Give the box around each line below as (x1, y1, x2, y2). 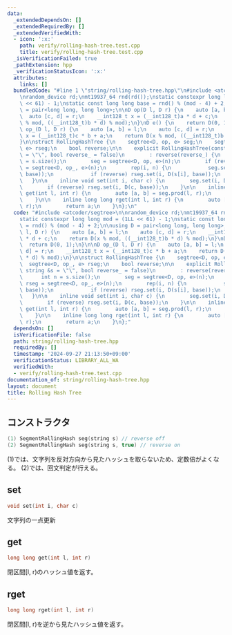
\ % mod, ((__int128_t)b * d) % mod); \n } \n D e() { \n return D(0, (19, 119, 221, 126)
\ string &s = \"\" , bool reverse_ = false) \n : (19, 267, 184, 274)
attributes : (13, 74, 48, 82)
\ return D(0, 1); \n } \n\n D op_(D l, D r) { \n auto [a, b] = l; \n (19, 241, 224, 249)
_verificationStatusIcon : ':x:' (13, 68, 107, 75)
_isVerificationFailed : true (13, 55, 97, 62)
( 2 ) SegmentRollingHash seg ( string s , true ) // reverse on (7, 442, 181, 448)
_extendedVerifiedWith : (13, 29, 81, 37)
